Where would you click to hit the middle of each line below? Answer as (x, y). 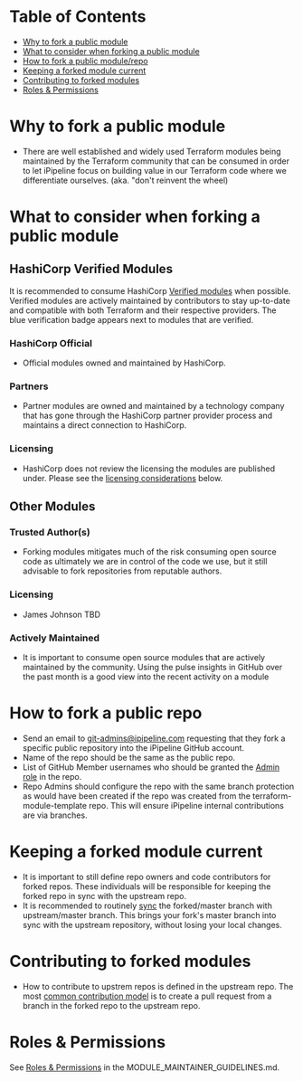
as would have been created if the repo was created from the (137, 796)
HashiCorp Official (51, 343)
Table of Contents (78, 17)
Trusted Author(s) (50, 533)
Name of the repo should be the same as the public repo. (129, 757)
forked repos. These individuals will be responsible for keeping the (147, 886)
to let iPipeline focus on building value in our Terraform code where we (154, 170)
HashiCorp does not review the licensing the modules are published (149, 469)
